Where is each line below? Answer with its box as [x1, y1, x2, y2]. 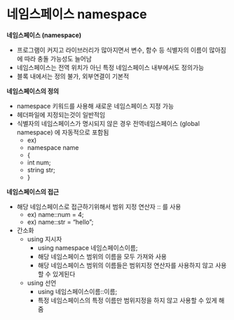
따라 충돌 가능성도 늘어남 [24, 54, 92, 63]
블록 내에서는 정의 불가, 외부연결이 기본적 [16, 71, 130, 81]
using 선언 [27, 278, 57, 287]
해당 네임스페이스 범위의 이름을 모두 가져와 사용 [37, 252, 167, 260]
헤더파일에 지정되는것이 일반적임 [16, 110, 106, 119]
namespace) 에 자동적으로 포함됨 [16, 127, 109, 137]
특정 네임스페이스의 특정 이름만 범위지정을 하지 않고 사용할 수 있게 [37, 295, 218, 305]
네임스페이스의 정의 [6, 87, 60, 95]
